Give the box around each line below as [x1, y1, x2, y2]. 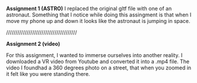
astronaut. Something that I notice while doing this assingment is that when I [6, 11, 192, 18]
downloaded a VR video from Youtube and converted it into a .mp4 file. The [6, 58, 190, 65]
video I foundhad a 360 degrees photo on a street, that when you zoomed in [6, 64, 192, 71]
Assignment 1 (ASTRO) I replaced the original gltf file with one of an [6, 5, 172, 12]
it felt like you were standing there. [6, 71, 90, 77]
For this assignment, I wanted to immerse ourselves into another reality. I [6, 52, 183, 58]
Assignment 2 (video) [6, 41, 61, 47]
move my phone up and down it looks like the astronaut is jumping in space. [6, 18, 191, 24]
